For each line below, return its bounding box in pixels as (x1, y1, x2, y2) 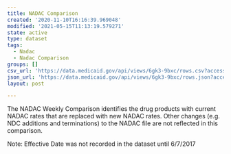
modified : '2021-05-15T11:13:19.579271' (7, 23, 125, 29)
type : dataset (7, 36, 48, 42)
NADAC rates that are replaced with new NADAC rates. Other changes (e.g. (7, 112, 220, 120)
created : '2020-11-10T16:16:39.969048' (7, 16, 122, 23)
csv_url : (7, 67, 32, 74)
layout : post (7, 80, 45, 87)
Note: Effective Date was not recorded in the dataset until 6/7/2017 (7, 140, 196, 148)
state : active (7, 29, 48, 36)
